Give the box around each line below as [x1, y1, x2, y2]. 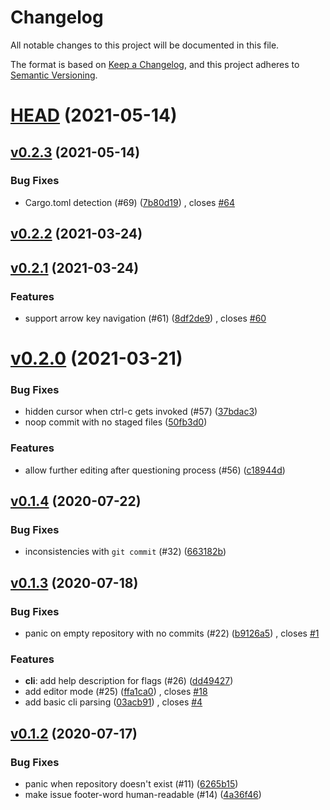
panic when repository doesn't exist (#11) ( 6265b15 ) [24, 778, 239, 790]
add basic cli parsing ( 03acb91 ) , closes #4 [24, 696, 203, 708]
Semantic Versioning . [10, 69, 98, 81]
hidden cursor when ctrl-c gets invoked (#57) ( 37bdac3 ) [24, 406, 258, 418]
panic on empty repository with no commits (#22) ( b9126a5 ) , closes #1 [24, 627, 320, 640]
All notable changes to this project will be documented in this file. [10, 39, 280, 51]
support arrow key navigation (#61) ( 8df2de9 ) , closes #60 [24, 312, 267, 324]
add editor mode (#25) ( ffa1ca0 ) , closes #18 [24, 686, 208, 698]
